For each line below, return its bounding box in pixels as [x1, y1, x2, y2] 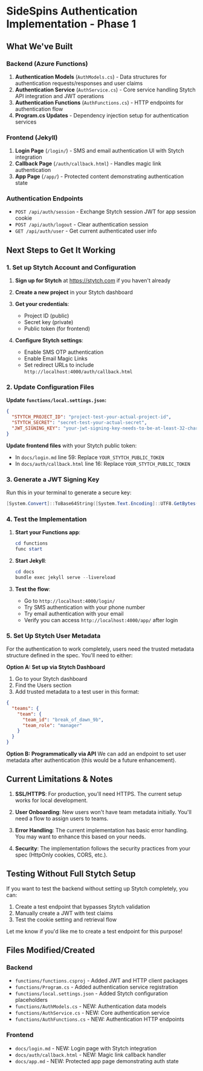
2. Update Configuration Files [6, 383, 95, 391]
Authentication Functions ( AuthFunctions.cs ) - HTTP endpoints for [14, 99, 184, 106]
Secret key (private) [24, 319, 74, 326]
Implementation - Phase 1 [6, 17, 137, 31]
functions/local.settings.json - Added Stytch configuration [14, 990, 168, 997]
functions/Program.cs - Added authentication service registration [14, 983, 178, 991]
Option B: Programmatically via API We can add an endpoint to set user [6, 750, 187, 758]
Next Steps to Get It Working [6, 245, 116, 255]
